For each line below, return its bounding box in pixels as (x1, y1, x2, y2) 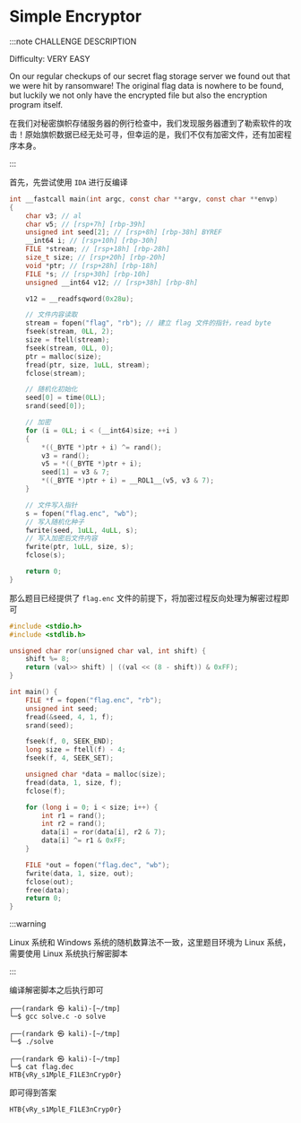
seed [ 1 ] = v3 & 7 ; (41, 468, 110, 477)
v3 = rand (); (41, 451, 90, 460)
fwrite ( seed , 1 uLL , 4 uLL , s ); (25, 526, 139, 535)
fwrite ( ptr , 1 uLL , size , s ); (25, 543, 134, 552)
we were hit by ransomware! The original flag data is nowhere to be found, (9, 80, 284, 91)
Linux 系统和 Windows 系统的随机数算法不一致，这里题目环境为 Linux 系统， (9, 937, 291, 948)
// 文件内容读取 (25, 310, 78, 319)
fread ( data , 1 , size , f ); (25, 778, 123, 787)
